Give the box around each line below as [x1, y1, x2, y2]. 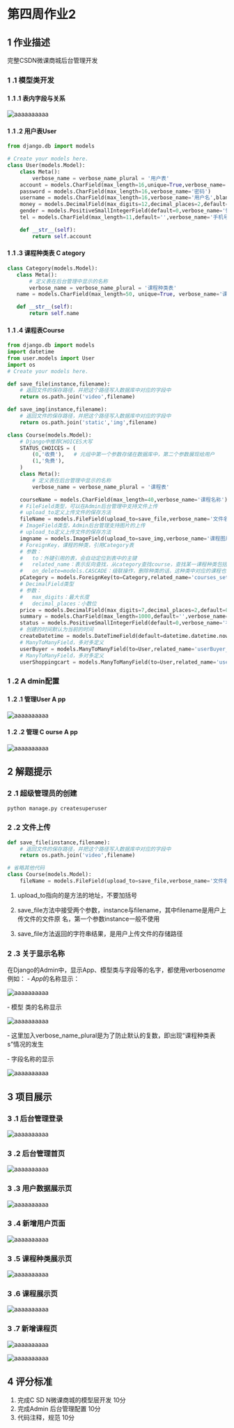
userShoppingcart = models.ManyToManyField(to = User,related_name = [19, 658, 217, 666]
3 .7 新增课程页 [7, 1324, 58, 1334]
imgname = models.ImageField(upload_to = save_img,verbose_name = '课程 [19, 535, 221, 542]
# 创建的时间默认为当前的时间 [19, 626, 94, 633]
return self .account [32, 233, 92, 240]
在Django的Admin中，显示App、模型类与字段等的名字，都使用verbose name [7, 966, 226, 975]
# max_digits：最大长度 [19, 593, 90, 601]
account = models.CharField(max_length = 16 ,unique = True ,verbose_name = [19, 181, 226, 189]
